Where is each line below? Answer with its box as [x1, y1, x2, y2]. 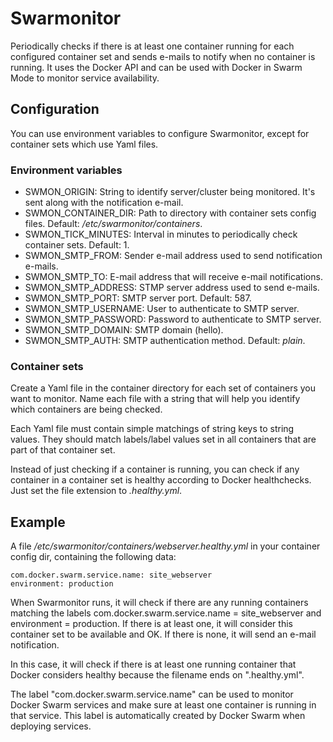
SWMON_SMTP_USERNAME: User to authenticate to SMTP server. [24, 303, 300, 315]
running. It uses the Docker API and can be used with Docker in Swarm [10, 61, 303, 73]
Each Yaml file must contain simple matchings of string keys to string [10, 423, 295, 435]
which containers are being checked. [10, 403, 163, 416]
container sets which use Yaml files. [10, 138, 159, 150]
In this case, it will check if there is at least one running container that [10, 658, 297, 671]
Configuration [10, 101, 100, 118]
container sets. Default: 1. [24, 239, 130, 251]
